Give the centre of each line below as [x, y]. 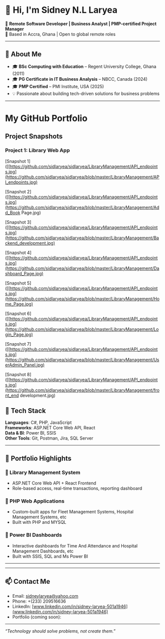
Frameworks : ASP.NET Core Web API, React [50, 428]
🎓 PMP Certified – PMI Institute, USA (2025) [58, 86]
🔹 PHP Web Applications [35, 501]
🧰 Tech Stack [26, 411]
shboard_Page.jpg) [24, 273]
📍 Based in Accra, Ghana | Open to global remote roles [60, 34]
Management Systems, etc [39, 517]
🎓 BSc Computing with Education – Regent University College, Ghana [84, 66]
